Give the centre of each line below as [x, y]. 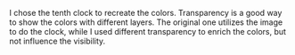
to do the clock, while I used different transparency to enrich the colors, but [148, 31]
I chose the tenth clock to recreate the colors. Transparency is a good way [146, 13]
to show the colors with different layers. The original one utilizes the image [146, 22]
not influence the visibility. [57, 41]
